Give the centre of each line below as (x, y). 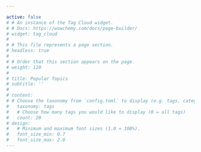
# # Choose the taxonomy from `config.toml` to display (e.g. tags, (93, 101)
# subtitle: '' (25, 84)
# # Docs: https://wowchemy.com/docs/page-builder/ (72, 28)
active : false (24, 17)
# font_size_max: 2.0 (36, 140)
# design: (19, 123)
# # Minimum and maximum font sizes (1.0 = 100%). (73, 129)
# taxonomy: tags (31, 106)
